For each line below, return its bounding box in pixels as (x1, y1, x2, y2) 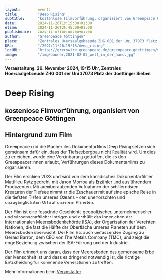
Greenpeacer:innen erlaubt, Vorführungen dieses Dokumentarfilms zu (5, 159, 145, 165)
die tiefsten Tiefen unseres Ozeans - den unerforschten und (5, 194, 125, 200)
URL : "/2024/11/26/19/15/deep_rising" (5, 43, 105, 48)
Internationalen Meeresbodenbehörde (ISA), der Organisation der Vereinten (5, 219, 156, 225)
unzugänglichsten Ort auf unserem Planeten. (5, 199, 95, 205)
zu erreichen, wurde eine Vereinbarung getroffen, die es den (5, 154, 126, 160)
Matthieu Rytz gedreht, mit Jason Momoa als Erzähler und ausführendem (5, 179, 151, 185)
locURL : (5, 47, 21, 52)
